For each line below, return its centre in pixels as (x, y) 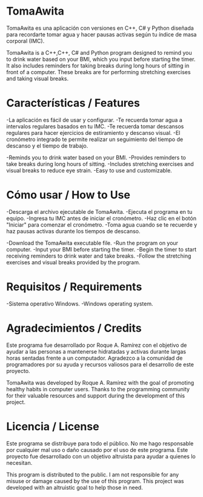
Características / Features (73, 103)
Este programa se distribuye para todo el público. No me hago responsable (100, 443)
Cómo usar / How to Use (68, 195)
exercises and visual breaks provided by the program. (73, 262)
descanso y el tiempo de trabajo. (47, 146)
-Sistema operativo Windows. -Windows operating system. (80, 303)
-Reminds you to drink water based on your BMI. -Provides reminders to (96, 157)
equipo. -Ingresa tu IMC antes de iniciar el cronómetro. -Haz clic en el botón (101, 218)
